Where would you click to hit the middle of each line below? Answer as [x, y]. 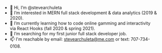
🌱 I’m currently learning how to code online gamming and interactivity [80, 23]
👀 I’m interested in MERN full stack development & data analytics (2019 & [83, 13]
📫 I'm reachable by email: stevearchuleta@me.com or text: [70, 39]
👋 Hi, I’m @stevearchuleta [36, 8]
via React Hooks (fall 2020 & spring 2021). [53, 28]
